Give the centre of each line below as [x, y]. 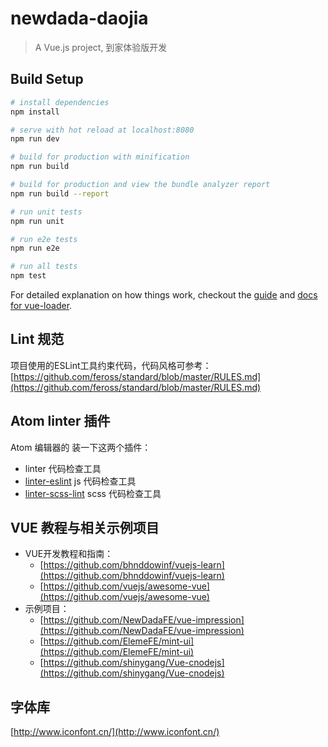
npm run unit [37, 221]
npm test [28, 276]
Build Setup [47, 79]
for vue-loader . [41, 305]
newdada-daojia [79, 18]
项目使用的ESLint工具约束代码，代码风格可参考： [111, 365]
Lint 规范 [37, 339]
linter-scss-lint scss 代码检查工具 [93, 493]
